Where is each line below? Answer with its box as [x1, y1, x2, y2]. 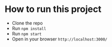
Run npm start [11, 30, 42, 36]
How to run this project [4, 3, 102, 15]
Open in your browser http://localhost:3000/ [11, 36, 107, 42]
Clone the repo [11, 20, 43, 26]
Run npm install [11, 25, 46, 31]
